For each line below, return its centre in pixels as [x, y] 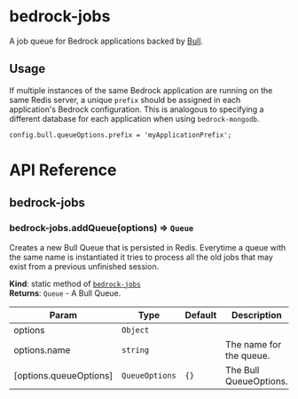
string [135, 350]
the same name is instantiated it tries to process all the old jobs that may [141, 257]
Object [135, 330]
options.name [42, 350]
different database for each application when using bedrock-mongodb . [134, 118]
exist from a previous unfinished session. [84, 266]
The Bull [242, 370]
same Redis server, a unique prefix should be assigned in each [125, 100]
